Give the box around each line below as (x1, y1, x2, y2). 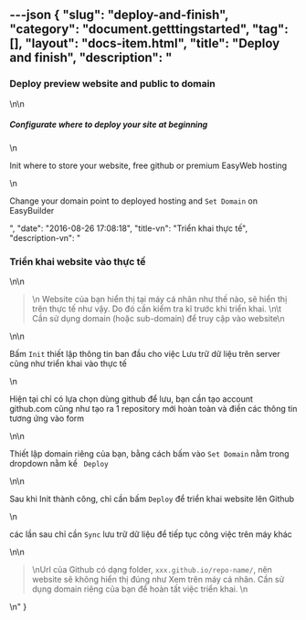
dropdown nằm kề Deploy (9, 457, 109, 468)
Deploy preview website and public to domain (9, 78, 216, 90)
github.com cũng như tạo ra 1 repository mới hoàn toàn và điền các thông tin (9, 403, 298, 414)
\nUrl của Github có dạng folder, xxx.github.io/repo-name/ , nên (31, 563, 272, 574)
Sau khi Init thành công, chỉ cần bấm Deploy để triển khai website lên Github (9, 493, 295, 504)
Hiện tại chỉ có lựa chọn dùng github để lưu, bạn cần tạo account (9, 393, 254, 405)
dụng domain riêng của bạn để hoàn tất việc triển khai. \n (31, 583, 248, 594)
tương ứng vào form (9, 413, 85, 424)
